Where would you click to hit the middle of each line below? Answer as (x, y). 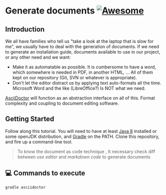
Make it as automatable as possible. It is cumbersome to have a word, (84, 67)
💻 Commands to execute (45, 173)
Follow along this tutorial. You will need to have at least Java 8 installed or (81, 131)
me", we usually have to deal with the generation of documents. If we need (82, 47)
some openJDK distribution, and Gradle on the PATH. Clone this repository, (82, 136)
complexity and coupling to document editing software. (62, 103)
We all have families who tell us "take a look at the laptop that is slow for (79, 41)
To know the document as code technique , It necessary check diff (86, 151)
